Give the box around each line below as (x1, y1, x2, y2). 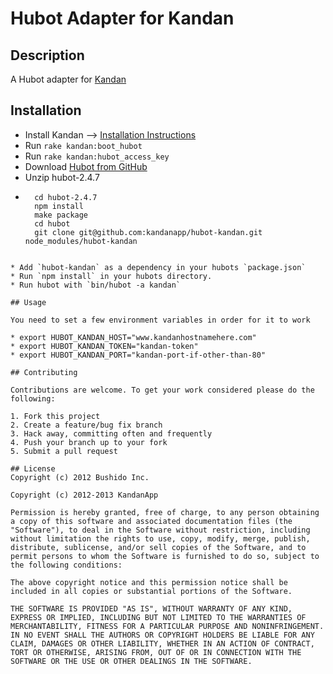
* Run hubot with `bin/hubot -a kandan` (10, 280, 182, 290)
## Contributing (10, 367, 78, 377)
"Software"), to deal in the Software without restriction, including (10, 525, 311, 535)
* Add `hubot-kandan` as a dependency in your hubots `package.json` (10, 262, 307, 272)
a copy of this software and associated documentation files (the (10, 516, 293, 526)
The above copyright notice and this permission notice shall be (10, 577, 288, 587)
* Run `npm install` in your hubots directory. (10, 271, 213, 281)
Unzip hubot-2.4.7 (24, 171, 100, 183)
